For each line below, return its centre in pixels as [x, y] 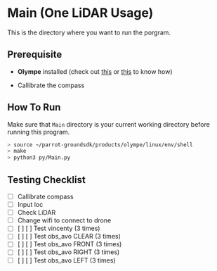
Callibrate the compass [51, 85]
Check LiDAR [37, 213]
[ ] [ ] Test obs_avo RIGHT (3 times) [68, 252]
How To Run [34, 107]
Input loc [30, 205]
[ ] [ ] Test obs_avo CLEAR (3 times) [69, 237]
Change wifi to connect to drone [64, 220]
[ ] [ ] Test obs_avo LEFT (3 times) [66, 260]
